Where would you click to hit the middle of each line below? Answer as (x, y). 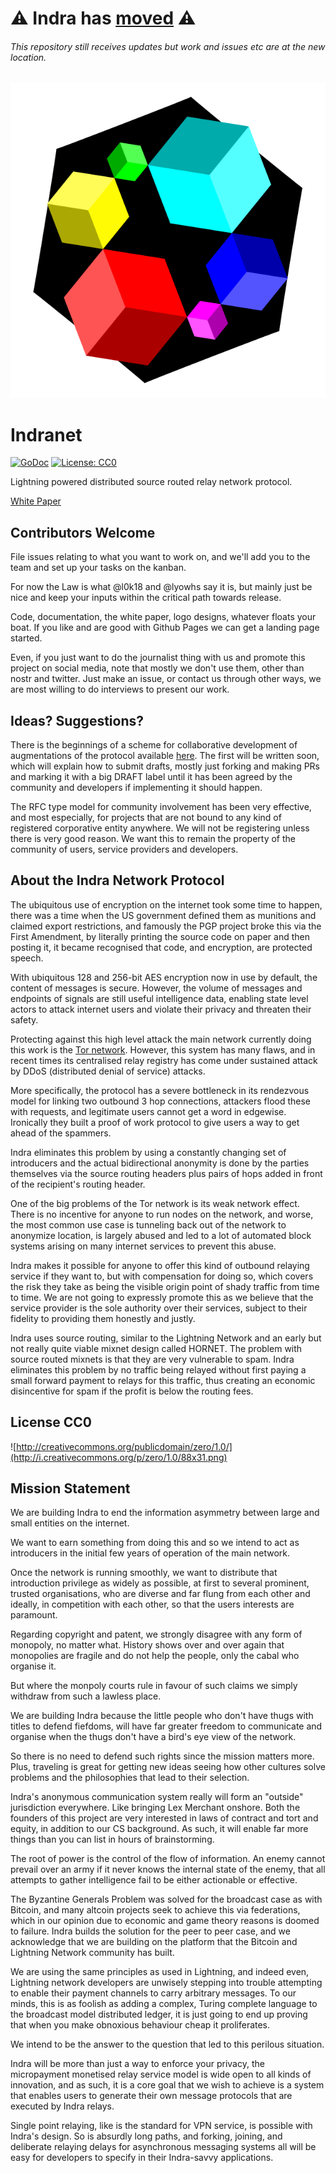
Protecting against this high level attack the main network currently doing (161, 1039)
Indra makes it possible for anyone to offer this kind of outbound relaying (160, 1265)
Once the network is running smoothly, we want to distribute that (144, 1573)
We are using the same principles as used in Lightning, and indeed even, (160, 1972)
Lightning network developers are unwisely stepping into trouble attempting (166, 1983)
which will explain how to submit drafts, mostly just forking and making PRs (165, 766)
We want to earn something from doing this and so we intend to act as (155, 1543)
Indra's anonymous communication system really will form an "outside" (157, 1797)
